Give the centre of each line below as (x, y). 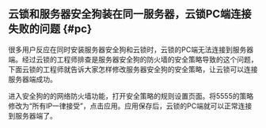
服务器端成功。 (32, 79)
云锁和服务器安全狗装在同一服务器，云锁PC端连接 (130, 14)
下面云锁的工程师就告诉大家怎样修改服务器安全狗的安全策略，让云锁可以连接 (133, 69)
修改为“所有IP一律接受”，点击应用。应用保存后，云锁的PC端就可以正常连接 (130, 106)
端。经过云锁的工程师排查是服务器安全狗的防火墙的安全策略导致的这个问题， (133, 59)
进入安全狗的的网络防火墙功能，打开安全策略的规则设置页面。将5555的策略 (131, 96)
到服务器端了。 (32, 115)
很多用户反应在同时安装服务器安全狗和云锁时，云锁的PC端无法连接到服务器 (131, 49)
